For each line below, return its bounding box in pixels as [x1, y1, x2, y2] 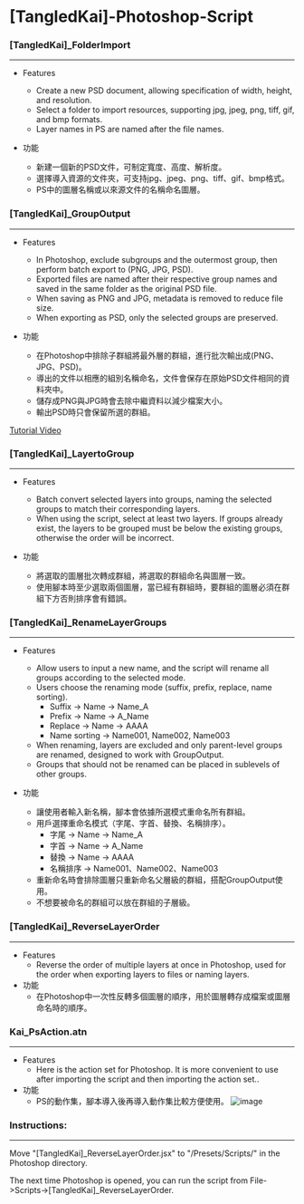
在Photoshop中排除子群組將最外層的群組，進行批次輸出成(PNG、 [35, 350, 279, 361]
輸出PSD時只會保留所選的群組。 [35, 406, 156, 418]
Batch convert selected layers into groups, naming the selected [35, 494, 272, 505]
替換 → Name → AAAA [49, 852, 134, 862]
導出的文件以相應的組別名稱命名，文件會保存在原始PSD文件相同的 [35, 372, 282, 383]
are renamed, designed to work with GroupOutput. [35, 749, 224, 760]
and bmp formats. [35, 114, 103, 125]
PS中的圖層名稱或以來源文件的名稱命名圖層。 [35, 184, 205, 196]
